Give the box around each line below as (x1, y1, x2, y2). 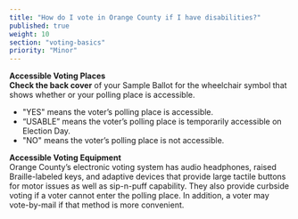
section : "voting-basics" (9, 37, 105, 47)
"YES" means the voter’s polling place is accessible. (21, 107, 214, 118)
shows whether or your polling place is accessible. (9, 90, 195, 101)
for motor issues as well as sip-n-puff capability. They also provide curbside (9, 181, 290, 191)
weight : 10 (9, 29, 50, 38)
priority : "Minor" (9, 46, 78, 55)
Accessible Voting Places (9, 70, 106, 81)
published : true (9, 21, 70, 30)
